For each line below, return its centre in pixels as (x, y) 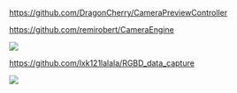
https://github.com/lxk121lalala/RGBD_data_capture (102, 63)
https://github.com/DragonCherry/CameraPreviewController (119, 13)
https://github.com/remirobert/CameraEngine (92, 29)
